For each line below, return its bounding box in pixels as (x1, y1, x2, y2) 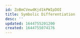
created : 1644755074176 (5, 26, 55, 31)
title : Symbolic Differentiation (5, 12, 75, 17)
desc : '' (5, 16, 24, 21)
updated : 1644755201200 (5, 21, 55, 26)
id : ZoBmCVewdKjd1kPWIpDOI (5, 7, 62, 12)
